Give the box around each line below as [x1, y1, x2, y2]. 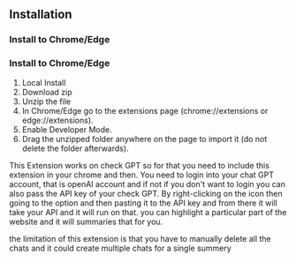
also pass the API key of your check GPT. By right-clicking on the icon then [9, 188, 283, 198]
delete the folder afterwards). [21, 143, 130, 153]
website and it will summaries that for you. [9, 216, 163, 227]
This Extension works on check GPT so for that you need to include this [9, 160, 269, 170]
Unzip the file [21, 96, 72, 107]
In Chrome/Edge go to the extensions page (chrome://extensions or [21, 105, 269, 116]
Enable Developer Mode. [21, 124, 112, 135]
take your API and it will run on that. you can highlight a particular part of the [9, 206, 287, 217]
